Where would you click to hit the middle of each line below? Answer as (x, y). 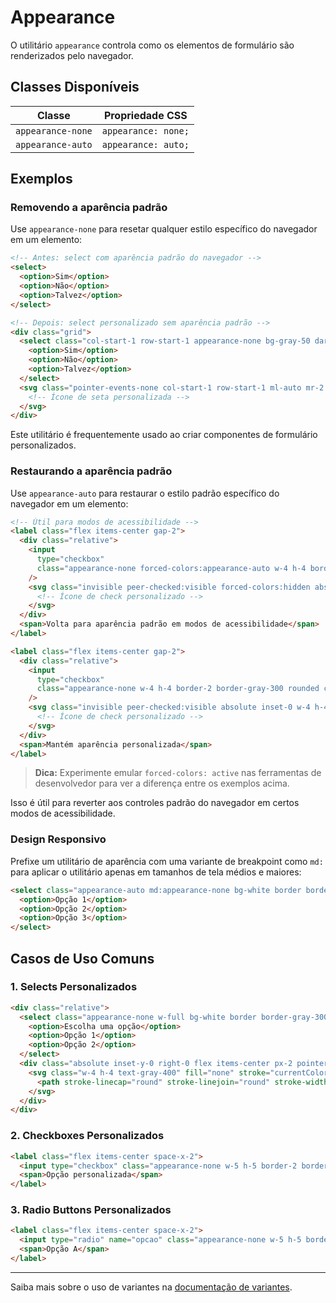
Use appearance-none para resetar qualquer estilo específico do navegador (164, 229)
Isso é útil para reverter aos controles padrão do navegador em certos (155, 803)
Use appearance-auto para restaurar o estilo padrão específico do (145, 493)
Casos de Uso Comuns (82, 958)
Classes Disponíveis (75, 87)
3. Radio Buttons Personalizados (91, 1210)
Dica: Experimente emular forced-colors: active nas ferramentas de (178, 773)
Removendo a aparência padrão (89, 208)
